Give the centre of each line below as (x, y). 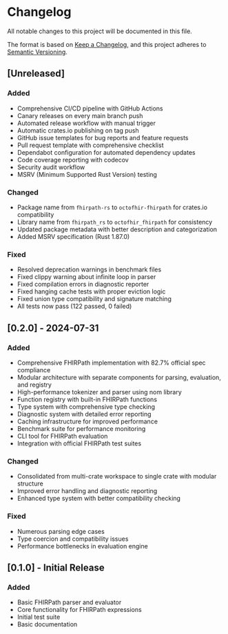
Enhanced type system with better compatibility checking (99, 499)
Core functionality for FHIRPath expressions (80, 610)
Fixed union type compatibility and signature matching (94, 299)
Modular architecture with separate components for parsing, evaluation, (119, 377)
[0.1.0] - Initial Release (56, 567)
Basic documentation (47, 624)
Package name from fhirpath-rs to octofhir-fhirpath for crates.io (112, 207)
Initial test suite (39, 617)
